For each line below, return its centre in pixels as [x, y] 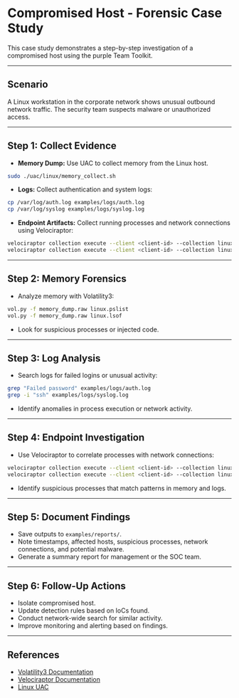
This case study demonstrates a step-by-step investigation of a [100, 48]
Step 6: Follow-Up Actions [67, 586]
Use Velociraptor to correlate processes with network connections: [116, 455]
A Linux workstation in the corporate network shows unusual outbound [111, 102]
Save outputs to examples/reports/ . [70, 534]
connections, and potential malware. [71, 549]
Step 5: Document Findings [69, 517]
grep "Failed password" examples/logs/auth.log [79, 388]
